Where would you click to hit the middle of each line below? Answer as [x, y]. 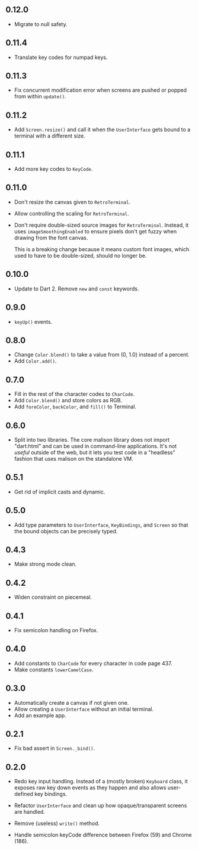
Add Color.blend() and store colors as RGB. [68, 401]
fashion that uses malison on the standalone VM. [74, 458]
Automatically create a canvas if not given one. [71, 702]
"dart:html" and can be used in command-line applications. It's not [95, 446]
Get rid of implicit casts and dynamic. [60, 492]
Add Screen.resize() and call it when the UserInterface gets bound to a [102, 130]
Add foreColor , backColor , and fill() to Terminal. [75, 407]
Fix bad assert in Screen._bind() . [55, 748]
